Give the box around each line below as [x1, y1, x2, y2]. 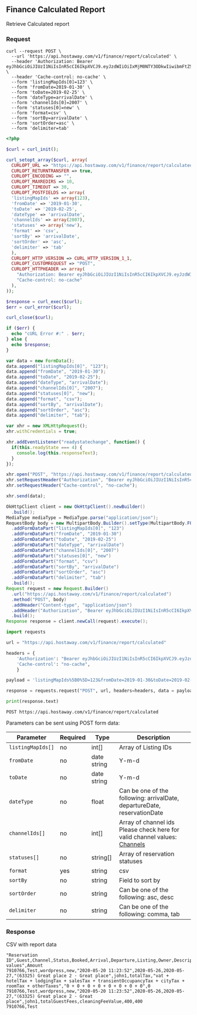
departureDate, [119, 802, 161, 810]
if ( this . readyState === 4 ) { [11, 444, 83, 450]
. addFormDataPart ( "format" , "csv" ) [11, 558, 98, 564]
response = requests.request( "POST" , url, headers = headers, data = [6, 688, 175, 694]
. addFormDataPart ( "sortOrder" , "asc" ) [11, 570, 107, 575]
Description [137, 733, 171, 742]
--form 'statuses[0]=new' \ [11, 105, 80, 111]
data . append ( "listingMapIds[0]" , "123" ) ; [6, 363, 109, 369]
